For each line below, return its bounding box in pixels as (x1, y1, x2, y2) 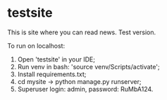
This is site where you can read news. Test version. (7, 28, 156, 36)
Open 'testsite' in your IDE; (17, 55, 95, 64)
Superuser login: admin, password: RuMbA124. (17, 85, 154, 93)
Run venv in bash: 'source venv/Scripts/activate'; (17, 62, 160, 71)
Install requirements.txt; (17, 70, 87, 78)
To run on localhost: (7, 41, 66, 50)
